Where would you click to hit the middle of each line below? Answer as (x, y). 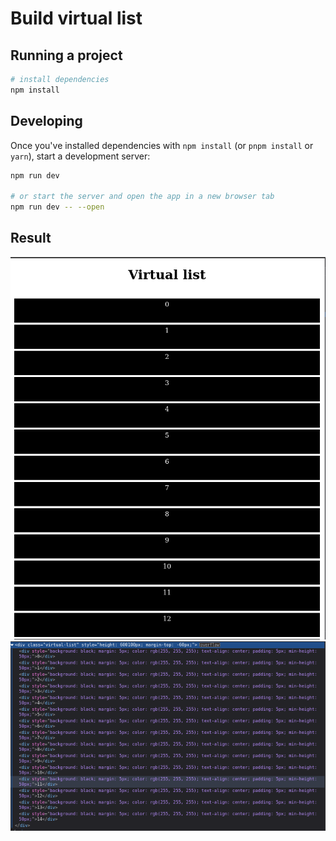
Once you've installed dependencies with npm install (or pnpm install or (162, 145)
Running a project (66, 55)
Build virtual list (76, 18)
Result (31, 238)
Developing (46, 121)
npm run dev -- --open (57, 207)
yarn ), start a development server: (80, 156)
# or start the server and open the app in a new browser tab (142, 197)
